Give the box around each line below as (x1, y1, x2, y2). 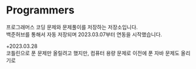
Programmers (6, 4, 75, 17)
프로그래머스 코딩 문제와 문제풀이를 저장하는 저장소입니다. (6, 23, 138, 30)
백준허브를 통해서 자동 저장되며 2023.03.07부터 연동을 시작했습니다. (6, 30, 163, 38)
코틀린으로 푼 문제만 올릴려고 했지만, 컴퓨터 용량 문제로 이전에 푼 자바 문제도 (6, 49, 180, 56)
